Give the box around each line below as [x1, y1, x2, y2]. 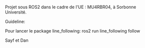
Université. [5, 9, 27, 15]
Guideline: [5, 19, 26, 24]
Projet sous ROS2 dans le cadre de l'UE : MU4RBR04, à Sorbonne [5, 4, 137, 10]
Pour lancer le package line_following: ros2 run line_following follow [5, 28, 141, 33]
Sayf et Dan [5, 37, 29, 43]
